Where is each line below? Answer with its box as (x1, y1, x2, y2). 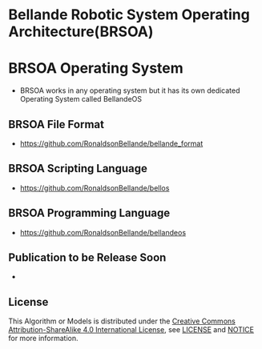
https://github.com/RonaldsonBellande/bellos (19, 183, 170, 193)
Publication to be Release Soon (8, 251, 167, 264)
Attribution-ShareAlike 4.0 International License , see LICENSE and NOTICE (8, 325, 255, 335)
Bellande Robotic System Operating (8, 6, 250, 24)
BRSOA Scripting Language (8, 162, 148, 175)
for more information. (8, 334, 79, 343)
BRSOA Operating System (8, 59, 184, 78)
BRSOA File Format (8, 118, 104, 131)
